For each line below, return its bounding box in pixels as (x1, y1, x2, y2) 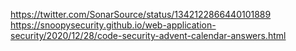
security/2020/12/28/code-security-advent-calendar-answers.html (10, 30, 287, 41)
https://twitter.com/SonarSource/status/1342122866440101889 (10, 9, 272, 20)
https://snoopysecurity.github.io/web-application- (10, 19, 217, 31)
